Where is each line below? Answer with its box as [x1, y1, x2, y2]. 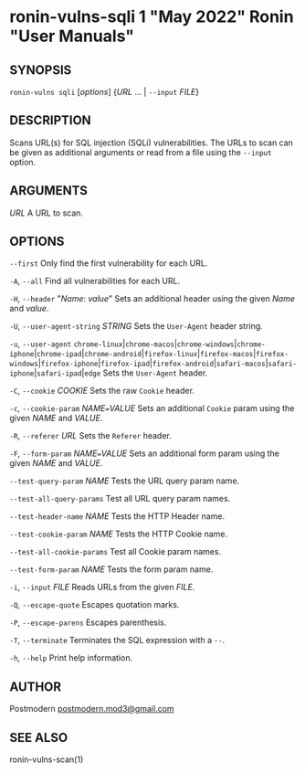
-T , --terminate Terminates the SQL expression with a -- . [9, 635, 226, 646]
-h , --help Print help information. [9, 652, 133, 663]
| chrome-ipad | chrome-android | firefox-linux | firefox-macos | [33, 348, 257, 359]
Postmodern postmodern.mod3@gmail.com [9, 704, 175, 715]
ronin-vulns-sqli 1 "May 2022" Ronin [9, 6, 294, 27]
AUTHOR [9, 679, 62, 694]
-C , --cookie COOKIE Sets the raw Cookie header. [9, 386, 195, 397]
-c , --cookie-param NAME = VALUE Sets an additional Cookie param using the [9, 403, 295, 414]
